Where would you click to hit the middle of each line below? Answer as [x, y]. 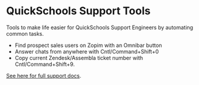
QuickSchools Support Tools [78, 11]
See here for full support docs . [44, 75]
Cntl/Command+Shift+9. [45, 64]
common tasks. [25, 33]
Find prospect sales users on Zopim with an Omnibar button [88, 45]
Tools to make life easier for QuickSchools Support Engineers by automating [100, 27]
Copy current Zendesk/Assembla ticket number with [79, 58]
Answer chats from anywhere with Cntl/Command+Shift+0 [87, 51]
